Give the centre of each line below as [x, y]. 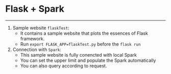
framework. [32, 38]
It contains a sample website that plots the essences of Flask [84, 33]
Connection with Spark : [37, 50]
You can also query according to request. [64, 66]
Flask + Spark [35, 9]
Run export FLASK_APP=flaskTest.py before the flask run [80, 44]
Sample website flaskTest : [41, 28]
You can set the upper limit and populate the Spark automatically [88, 60]
